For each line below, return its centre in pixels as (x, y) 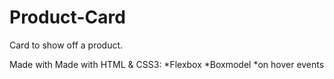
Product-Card (67, 17)
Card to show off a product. (66, 45)
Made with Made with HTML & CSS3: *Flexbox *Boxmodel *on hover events (167, 64)
